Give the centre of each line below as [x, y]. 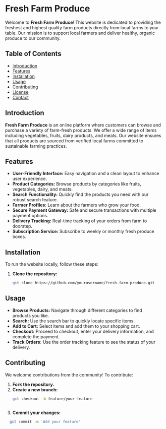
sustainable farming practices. [36, 146]
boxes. [19, 237]
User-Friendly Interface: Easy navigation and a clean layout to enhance [86, 174]
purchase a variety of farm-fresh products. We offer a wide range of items [81, 130]
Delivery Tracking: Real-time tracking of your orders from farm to [80, 221]
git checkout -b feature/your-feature [52, 399]
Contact [20, 97]
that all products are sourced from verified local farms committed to [74, 141]
